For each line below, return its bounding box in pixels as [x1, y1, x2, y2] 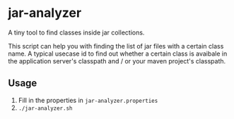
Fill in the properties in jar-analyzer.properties [18, 96, 158, 104]
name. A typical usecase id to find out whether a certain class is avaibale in [8, 49, 228, 58]
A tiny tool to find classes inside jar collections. [8, 28, 145, 37]
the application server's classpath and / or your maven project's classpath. [8, 56, 226, 65]
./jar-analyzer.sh [18, 104, 73, 112]
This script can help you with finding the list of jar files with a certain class [8, 42, 224, 50]
